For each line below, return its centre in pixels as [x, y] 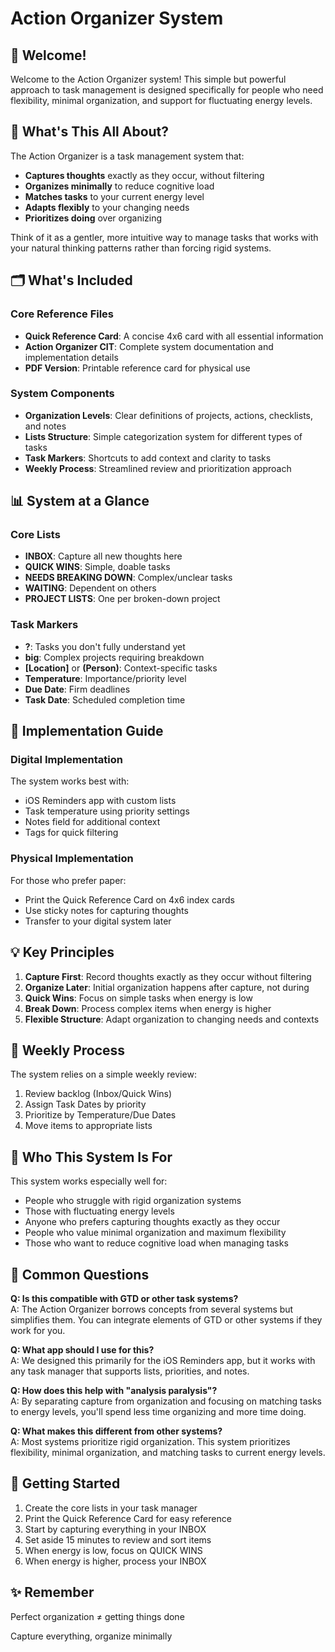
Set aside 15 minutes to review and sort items [118, 1539]
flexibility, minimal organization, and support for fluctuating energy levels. [161, 100]
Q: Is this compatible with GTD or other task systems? [124, 1299]
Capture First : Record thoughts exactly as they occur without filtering [168, 976]
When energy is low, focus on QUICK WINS [113, 1550]
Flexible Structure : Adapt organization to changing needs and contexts [172, 1019]
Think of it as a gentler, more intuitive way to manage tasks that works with [164, 237]
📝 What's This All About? [90, 132]
